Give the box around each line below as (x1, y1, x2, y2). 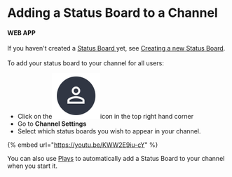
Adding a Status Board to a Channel (7, 5, 219, 21)
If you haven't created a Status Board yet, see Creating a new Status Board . (7, 44, 226, 53)
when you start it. (7, 162, 58, 170)
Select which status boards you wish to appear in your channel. (17, 127, 201, 136)
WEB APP (7, 28, 36, 37)
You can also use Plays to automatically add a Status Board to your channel (7, 155, 225, 163)
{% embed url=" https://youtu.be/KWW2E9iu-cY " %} (7, 140, 158, 149)
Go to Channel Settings (17, 119, 87, 128)
